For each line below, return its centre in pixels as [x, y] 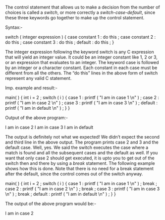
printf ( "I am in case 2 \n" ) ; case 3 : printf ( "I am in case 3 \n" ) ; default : [81, 103]
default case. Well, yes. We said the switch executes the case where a [77, 147]
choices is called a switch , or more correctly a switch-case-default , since [80, 12]
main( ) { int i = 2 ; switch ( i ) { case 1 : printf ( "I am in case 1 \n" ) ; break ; [81, 183]
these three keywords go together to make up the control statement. [75, 18]
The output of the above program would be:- [51, 204]
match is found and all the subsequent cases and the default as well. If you [82, 153]
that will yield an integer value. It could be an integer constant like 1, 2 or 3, [81, 57]
